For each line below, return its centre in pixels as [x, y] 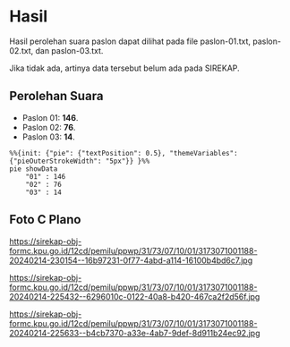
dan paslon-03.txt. [69, 50]
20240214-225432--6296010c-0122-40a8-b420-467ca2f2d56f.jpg [135, 296]
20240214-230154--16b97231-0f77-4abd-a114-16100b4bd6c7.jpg [131, 260]
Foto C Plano [45, 220]
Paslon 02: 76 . [49, 127]
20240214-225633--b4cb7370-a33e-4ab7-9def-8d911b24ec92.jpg [135, 333]
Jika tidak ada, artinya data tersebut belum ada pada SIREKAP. [124, 68]
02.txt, [21, 50]
